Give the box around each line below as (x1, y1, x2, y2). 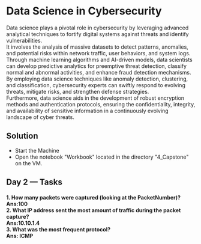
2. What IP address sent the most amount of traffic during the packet (6, 206, 181, 214)
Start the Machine (14, 147, 59, 154)
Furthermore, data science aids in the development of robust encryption (6, 94, 185, 102)
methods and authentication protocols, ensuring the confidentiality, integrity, (6, 100, 196, 108)
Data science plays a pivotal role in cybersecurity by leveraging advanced (6, 24, 189, 31)
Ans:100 (6, 200, 28, 207)
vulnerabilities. (6, 37, 43, 44)
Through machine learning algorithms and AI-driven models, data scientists (6, 56, 193, 63)
